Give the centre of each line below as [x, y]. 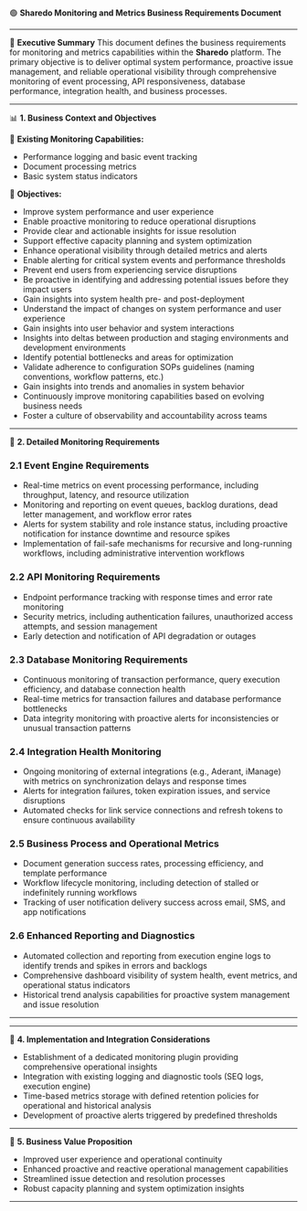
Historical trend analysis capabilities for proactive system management [156, 994]
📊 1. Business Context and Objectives [83, 118]
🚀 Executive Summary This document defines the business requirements [148, 42]
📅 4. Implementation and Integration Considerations [110, 1039]
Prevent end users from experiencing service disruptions [130, 270]
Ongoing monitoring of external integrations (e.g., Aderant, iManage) [152, 771]
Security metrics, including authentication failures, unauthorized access [158, 616]
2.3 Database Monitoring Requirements [99, 659]
